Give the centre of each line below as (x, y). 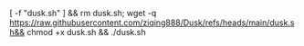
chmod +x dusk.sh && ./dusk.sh (86, 32)
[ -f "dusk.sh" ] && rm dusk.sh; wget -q (83, 13)
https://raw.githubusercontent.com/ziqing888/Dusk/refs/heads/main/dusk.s (152, 23)
